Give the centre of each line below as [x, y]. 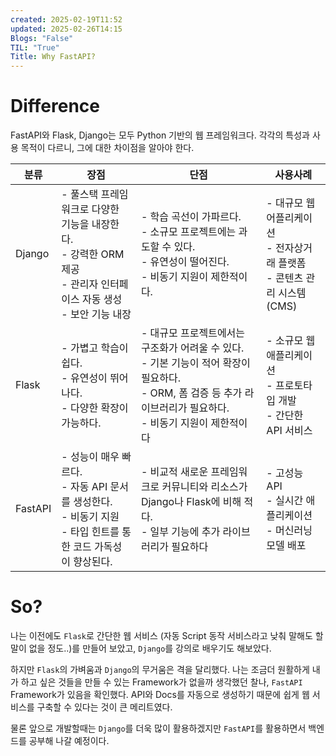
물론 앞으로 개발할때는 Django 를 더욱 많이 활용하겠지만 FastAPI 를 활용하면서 [158, 728]
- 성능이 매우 [90, 457]
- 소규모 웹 [291, 341]
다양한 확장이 [99, 408]
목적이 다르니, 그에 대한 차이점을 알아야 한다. [107, 148]
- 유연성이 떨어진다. [185, 262]
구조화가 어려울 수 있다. [192, 348]
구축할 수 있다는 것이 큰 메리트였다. [104, 707]
